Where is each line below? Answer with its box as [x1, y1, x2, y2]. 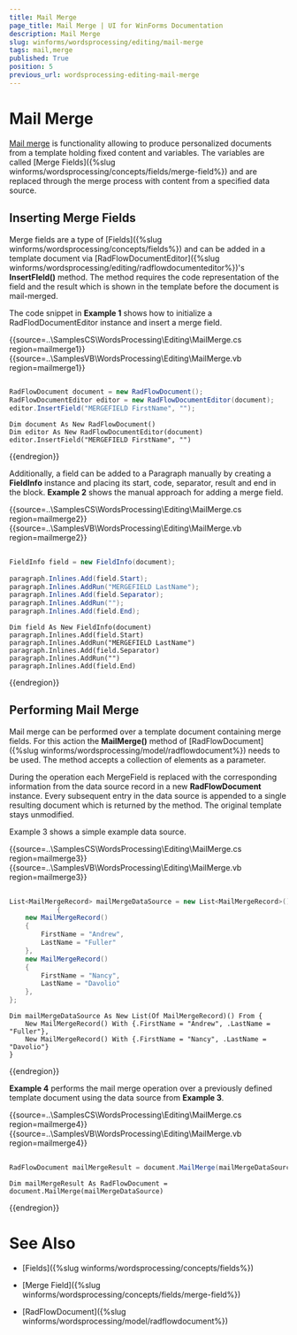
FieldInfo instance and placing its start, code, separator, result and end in [9, 478, 277, 487]
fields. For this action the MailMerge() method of [9, 735, 187, 746]
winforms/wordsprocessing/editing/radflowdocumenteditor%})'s [9, 262, 245, 272]
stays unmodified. [9, 809, 75, 819]
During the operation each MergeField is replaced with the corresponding [9, 771, 277, 782]
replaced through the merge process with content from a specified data [9, 175, 270, 186]
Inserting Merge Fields [9, 211, 136, 226]
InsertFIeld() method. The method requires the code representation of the [9, 272, 279, 282]
